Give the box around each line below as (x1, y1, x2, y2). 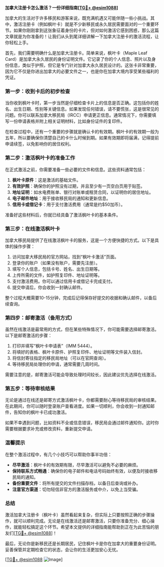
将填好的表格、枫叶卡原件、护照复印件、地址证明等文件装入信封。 (12, 349, 145, 355)
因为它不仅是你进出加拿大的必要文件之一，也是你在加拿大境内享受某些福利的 (5, 69, 159, 74)
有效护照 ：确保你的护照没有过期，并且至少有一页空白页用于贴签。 (12, 183, 145, 189)
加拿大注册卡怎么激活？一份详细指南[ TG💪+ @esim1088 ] (5, 5, 119, 10)
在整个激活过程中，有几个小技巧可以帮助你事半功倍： (5, 451, 112, 457)
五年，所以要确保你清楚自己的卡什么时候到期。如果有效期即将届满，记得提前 (5, 135, 159, 141)
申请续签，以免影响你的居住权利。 (5, 141, 74, 147)
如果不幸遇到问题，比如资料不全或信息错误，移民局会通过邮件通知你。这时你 (5, 420, 159, 425)
